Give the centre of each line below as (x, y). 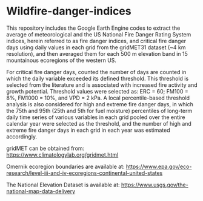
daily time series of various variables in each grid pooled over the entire (96, 117)
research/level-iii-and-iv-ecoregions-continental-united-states (85, 173)
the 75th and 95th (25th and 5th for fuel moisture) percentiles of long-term (99, 111)
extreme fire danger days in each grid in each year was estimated (88, 130)
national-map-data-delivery (41, 191)
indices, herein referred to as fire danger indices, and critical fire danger (96, 41)
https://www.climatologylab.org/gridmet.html (62, 155)
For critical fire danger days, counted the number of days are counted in (96, 72)
